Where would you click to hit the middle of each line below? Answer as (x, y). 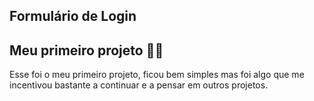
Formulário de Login (73, 16)
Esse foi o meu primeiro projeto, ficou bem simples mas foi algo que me (157, 75)
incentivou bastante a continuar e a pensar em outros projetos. (139, 85)
